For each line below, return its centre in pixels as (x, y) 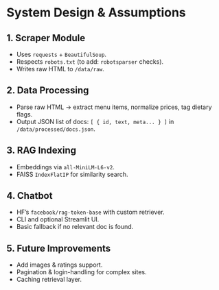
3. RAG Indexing (42, 150)
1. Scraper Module (46, 38)
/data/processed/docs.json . (56, 129)
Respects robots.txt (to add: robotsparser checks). (90, 62)
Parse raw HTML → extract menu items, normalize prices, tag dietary (114, 107)
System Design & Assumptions (96, 13)
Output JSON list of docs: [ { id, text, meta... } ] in (95, 121)
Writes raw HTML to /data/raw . (60, 69)
